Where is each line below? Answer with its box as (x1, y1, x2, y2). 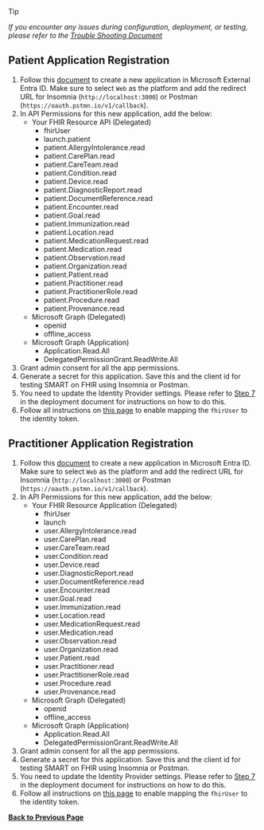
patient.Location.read (43, 227, 114, 237)
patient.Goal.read (43, 210, 101, 220)
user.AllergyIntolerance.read (43, 525, 137, 535)
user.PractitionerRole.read (43, 670, 130, 679)
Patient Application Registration (8, 53, 170, 67)
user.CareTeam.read (43, 542, 110, 553)
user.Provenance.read (43, 686, 116, 696)
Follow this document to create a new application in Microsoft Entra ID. (19, 458, 252, 467)
